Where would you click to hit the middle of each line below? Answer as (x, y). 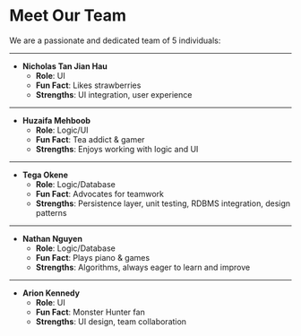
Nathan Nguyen (52, 238)
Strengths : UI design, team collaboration (111, 321)
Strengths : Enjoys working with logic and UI (117, 149)
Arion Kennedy (51, 293)
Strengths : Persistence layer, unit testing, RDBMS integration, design (163, 203)
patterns (51, 212)
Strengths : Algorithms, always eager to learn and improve (143, 267)
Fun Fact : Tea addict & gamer (90, 139)
